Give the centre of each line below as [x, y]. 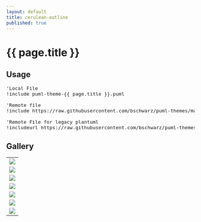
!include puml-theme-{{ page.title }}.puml [65, 94]
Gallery [20, 146]
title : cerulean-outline [37, 17]
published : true [26, 23]
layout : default [26, 12]
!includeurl [22, 128]
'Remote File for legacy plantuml [52, 122]
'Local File [22, 88]
